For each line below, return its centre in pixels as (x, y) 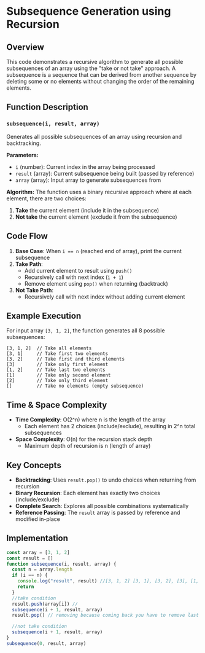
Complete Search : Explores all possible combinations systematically (102, 506)
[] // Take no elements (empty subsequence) (75, 386)
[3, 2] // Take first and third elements (65, 359)
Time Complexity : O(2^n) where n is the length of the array (90, 420)
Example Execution (44, 315)
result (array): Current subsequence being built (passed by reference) (105, 173)
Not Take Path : (34, 290)
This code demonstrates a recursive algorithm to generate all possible (95, 62)
